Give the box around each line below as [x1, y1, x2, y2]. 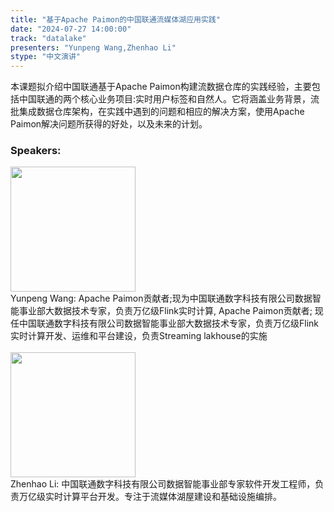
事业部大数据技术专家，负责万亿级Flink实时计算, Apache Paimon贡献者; [18, 305, 313, 317]
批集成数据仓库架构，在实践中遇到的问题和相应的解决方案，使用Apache [10, 106, 305, 118]
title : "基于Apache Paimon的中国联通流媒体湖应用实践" [10, 14, 221, 25]
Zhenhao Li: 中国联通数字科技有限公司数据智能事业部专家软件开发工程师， [10, 478, 316, 490]
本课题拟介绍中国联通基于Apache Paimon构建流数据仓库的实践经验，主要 [10, 81, 312, 93]
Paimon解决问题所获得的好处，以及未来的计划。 [10, 118, 208, 130]
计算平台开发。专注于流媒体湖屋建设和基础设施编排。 [62, 491, 282, 503]
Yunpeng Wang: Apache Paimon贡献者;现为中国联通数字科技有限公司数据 [10, 292, 313, 305]
